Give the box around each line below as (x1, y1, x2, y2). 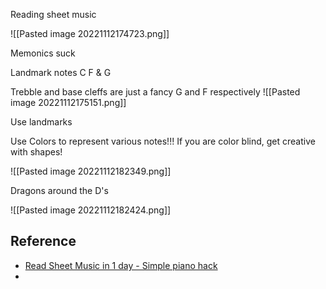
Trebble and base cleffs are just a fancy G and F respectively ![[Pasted (10, 86, 301, 98)
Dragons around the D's (10, 185, 109, 196)
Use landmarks (10, 116, 73, 128)
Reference (10, 233, 77, 250)
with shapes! (10, 146, 63, 158)
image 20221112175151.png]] (10, 97, 127, 108)
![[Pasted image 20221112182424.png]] (10, 204, 172, 216)
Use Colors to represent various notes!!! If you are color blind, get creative (10, 135, 316, 147)
